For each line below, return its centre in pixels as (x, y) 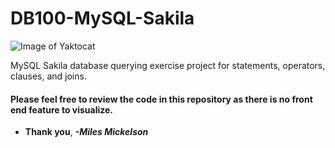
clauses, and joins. (48, 76)
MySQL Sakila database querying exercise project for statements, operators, (168, 65)
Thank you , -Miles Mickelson (86, 132)
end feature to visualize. (62, 109)
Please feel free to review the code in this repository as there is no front (161, 99)
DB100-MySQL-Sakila (102, 18)
